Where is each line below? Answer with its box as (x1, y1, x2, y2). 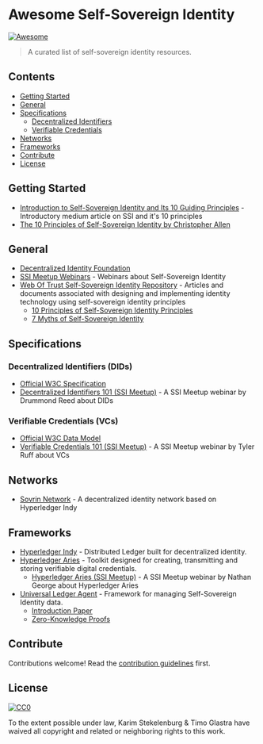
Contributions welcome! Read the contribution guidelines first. (8, 658, 211, 668)
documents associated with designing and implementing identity (19, 289, 231, 298)
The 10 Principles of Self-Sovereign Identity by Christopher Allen (19, 220, 231, 229)
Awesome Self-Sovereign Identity (8, 6, 235, 24)
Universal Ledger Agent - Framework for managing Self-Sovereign (19, 589, 238, 598)
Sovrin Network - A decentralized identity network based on (19, 494, 217, 504)
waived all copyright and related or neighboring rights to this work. (8, 726, 226, 735)
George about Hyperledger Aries (31, 581, 139, 590)
